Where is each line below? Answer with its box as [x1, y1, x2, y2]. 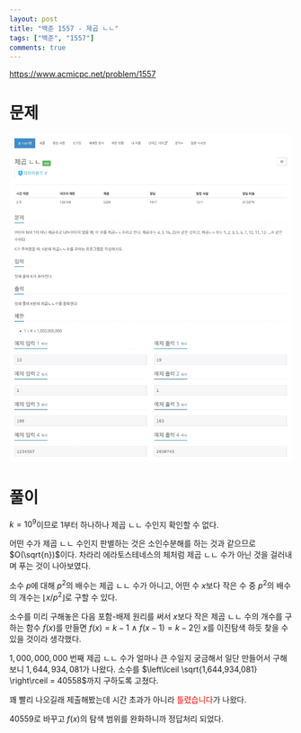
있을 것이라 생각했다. [9, 633, 82, 644]
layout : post [9, 14, 58, 23]
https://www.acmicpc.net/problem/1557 [9, 68, 156, 80]
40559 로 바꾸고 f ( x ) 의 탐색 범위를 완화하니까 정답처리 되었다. [9, 713, 225, 724]
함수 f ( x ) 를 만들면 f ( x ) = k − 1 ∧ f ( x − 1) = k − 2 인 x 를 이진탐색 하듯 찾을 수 [25, 621, 289, 633]
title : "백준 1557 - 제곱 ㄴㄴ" [9, 23, 120, 33]
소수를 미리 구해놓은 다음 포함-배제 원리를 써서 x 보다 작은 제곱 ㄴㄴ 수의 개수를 [9, 611, 283, 621]
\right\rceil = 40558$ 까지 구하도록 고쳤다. [9, 675, 159, 685]
